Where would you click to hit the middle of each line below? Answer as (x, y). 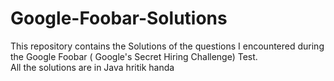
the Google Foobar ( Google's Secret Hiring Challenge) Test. (134, 56)
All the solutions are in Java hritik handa (92, 67)
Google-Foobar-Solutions (119, 18)
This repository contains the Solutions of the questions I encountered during (167, 46)
